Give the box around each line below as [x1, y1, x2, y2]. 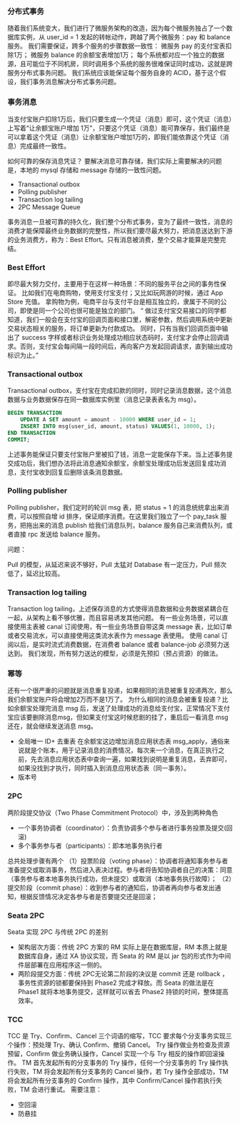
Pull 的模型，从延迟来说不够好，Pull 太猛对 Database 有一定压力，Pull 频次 [7, 560, 227, 568]
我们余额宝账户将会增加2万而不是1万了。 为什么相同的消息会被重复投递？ [7, 695, 223, 704]
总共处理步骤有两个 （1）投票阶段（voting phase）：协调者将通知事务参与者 [7, 856, 229, 865]
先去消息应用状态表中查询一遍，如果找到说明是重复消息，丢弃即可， [30, 755, 231, 763]
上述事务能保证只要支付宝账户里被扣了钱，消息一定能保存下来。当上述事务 [7, 450, 226, 458]
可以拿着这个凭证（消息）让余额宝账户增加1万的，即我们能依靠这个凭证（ [7, 132, 223, 141]
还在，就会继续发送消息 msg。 [7, 722, 98, 731]
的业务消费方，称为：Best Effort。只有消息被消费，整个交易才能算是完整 [7, 235, 220, 244]
